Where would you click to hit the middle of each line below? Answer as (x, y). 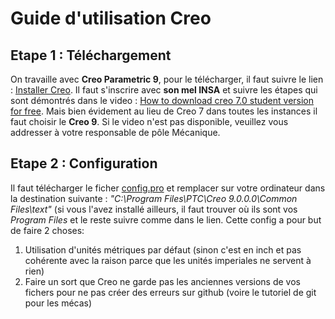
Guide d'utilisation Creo (111, 18)
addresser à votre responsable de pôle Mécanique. (115, 132)
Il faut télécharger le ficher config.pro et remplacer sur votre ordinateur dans (168, 188)
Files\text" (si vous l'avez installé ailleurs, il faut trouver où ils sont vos (154, 209)
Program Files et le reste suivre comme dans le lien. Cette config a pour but (166, 219)
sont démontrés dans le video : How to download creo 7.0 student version (162, 100)
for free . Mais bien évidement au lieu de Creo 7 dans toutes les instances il (164, 111)
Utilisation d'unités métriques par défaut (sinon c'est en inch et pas (163, 249)
